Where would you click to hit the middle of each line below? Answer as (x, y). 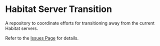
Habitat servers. (22, 28)
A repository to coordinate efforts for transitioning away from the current (80, 23)
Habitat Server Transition (59, 9)
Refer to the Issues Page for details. (42, 38)
